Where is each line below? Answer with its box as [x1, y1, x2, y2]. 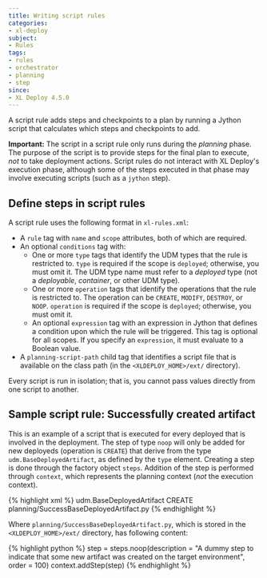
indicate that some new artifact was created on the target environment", [8, 552, 245, 561]
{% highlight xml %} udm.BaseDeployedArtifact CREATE [8, 495, 193, 504]
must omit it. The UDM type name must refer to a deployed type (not [31, 267, 257, 277]
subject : [8, 34, 38, 42]
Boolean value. [31, 344, 82, 353]
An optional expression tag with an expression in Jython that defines [31, 318, 258, 328]
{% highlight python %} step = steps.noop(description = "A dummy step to [8, 543, 254, 552]
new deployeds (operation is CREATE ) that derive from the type [8, 445, 212, 456]
